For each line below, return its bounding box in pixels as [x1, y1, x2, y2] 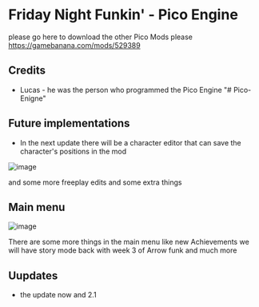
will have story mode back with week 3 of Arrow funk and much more [8, 245, 237, 255]
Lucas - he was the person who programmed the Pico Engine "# [19, 85, 232, 94]
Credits [8, 64, 46, 78]
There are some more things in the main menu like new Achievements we [8, 237, 249, 247]
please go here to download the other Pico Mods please [8, 32, 193, 42]
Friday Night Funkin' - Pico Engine [8, 6, 238, 24]
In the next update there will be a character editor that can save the [19, 138, 241, 147]
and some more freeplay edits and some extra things [8, 177, 182, 187]
